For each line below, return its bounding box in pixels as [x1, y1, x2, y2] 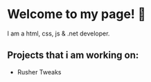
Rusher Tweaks [17, 67, 62, 76]
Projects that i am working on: [7, 49, 139, 61]
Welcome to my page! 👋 [7, 6, 146, 22]
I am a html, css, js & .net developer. [7, 29, 110, 38]
